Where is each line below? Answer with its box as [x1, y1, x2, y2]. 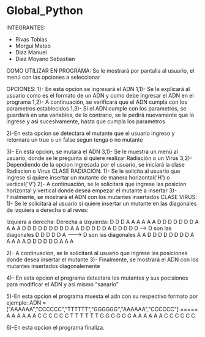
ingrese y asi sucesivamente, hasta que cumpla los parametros [6, 117, 165, 125]
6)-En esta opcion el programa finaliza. [6, 324, 105, 331]
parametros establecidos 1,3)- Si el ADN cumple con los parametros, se [6, 104, 187, 112]
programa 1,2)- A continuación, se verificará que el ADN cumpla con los [6, 98, 188, 106]
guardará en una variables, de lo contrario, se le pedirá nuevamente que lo [6, 111, 195, 118]
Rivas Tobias [15, 35, 48, 43]
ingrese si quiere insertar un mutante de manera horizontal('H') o [6, 173, 170, 181]
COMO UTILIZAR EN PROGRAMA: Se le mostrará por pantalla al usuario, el [6, 67, 195, 74]
